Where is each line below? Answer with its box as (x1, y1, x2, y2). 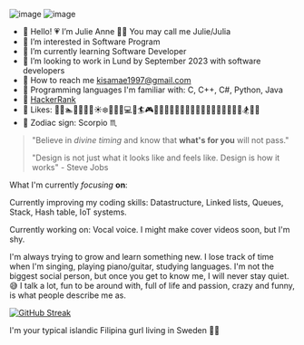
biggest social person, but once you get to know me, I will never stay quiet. (9, 271, 289, 281)
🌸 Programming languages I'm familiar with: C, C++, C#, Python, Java (22, 84, 284, 95)
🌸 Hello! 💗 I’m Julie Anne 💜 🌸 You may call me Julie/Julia (22, 26, 231, 36)
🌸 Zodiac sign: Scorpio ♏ (22, 118, 118, 128)
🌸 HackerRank (22, 94, 76, 104)
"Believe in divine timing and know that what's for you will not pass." (31, 135, 289, 145)
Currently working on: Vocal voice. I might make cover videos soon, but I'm (9, 225, 290, 235)
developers (22, 65, 65, 76)
